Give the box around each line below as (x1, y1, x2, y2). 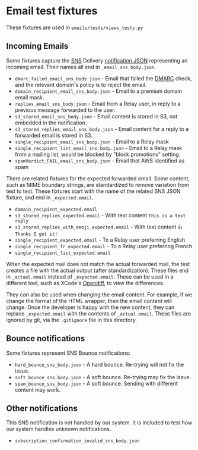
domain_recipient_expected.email (14, 207, 98, 212)
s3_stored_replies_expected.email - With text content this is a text (14, 211, 186, 218)
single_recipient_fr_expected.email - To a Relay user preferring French (14, 242, 193, 249)
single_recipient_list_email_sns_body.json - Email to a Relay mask (14, 144, 183, 151)
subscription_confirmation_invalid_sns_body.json (14, 438, 140, 444)
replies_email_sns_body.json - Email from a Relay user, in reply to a (14, 100, 181, 107)
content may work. (14, 386, 61, 393)
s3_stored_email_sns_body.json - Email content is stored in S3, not (14, 112, 178, 120)
